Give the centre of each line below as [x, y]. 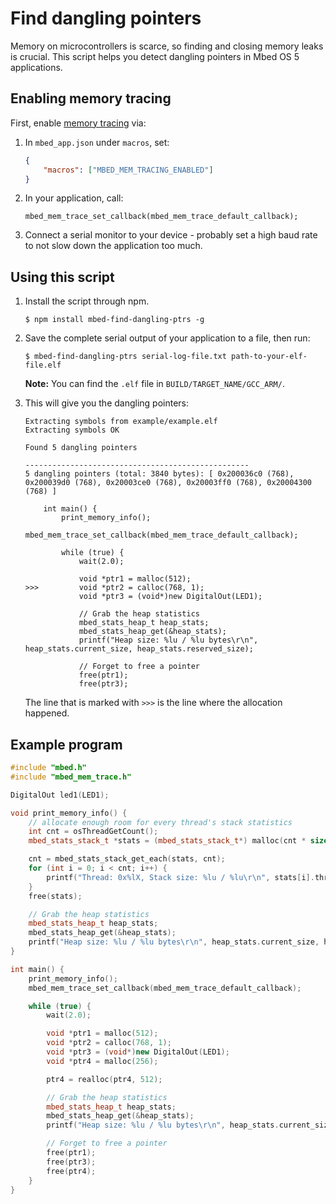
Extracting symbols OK [72, 430]
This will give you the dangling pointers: [107, 403]
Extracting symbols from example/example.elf [121, 422]
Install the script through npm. [87, 301]
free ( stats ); [55, 896]
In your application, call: [74, 198]
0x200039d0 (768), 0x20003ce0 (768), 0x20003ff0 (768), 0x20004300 [168, 483]
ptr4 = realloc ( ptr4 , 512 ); [104, 1079]
